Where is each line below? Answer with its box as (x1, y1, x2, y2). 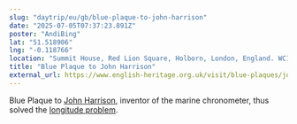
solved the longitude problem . (9, 104, 118, 115)
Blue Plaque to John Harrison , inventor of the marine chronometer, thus (9, 95, 270, 105)
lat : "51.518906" (9, 37, 73, 47)
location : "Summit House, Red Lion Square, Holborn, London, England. (9, 54, 275, 63)
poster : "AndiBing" (9, 29, 81, 38)
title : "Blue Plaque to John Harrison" (9, 63, 156, 72)
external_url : (9, 71, 62, 80)
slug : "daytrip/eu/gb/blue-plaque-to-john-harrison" (9, 12, 208, 22)
